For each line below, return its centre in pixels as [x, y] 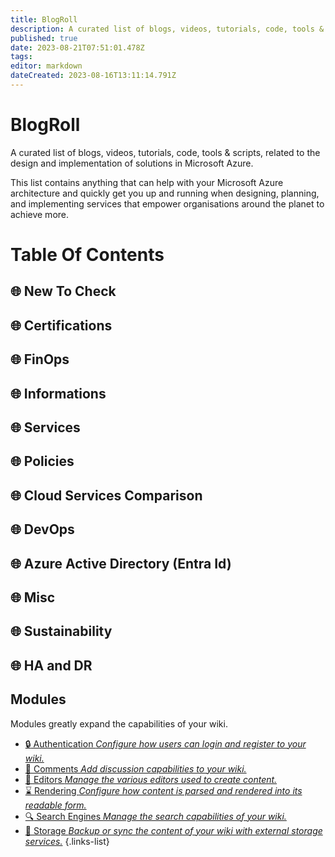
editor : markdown [46, 66]
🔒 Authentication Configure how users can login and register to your [165, 743]
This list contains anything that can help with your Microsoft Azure [147, 182]
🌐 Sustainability [61, 631]
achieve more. [40, 214]
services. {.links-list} [67, 841]
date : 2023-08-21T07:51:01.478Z [77, 47]
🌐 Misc [33, 597]
